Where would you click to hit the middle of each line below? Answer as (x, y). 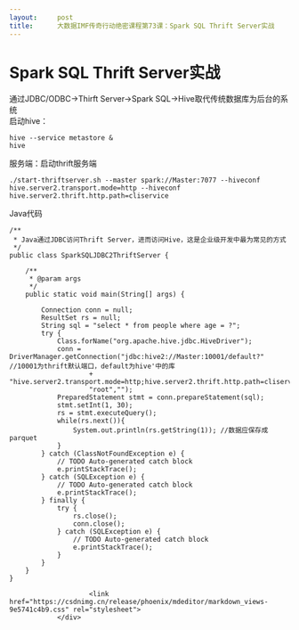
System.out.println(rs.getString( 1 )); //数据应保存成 (170, 430)
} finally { (64, 501)
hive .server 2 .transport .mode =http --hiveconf (95, 188)
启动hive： (29, 121)
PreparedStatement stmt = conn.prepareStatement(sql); (161, 397)
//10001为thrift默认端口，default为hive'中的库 (92, 366)
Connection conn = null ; (87, 310)
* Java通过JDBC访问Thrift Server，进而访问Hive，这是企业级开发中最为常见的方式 (149, 240)
